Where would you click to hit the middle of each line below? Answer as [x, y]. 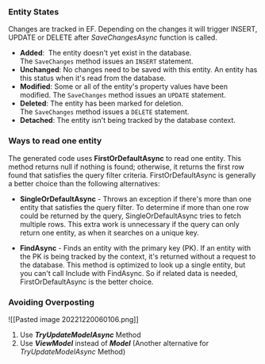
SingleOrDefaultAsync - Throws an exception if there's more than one [136, 199]
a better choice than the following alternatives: [84, 183]
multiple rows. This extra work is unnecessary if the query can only [129, 224]
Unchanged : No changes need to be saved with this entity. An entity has [138, 70]
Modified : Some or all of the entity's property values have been [124, 86]
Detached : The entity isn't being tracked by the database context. [128, 121]
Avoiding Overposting [52, 302]
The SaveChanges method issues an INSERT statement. [106, 61]
